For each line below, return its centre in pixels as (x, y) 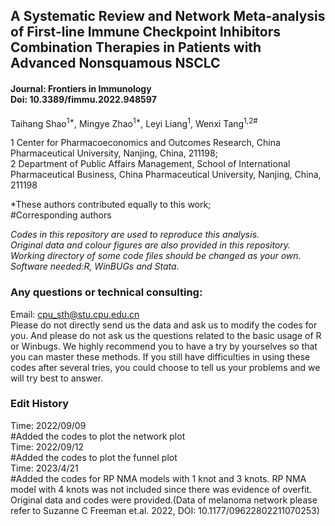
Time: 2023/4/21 (44, 468)
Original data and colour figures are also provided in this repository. (151, 245)
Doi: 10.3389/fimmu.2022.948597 (83, 99)
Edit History (39, 404)
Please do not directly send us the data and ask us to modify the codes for (164, 325)
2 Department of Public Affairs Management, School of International (150, 164)
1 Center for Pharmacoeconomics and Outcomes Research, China (145, 143)
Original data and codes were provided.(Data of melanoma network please (164, 500)
